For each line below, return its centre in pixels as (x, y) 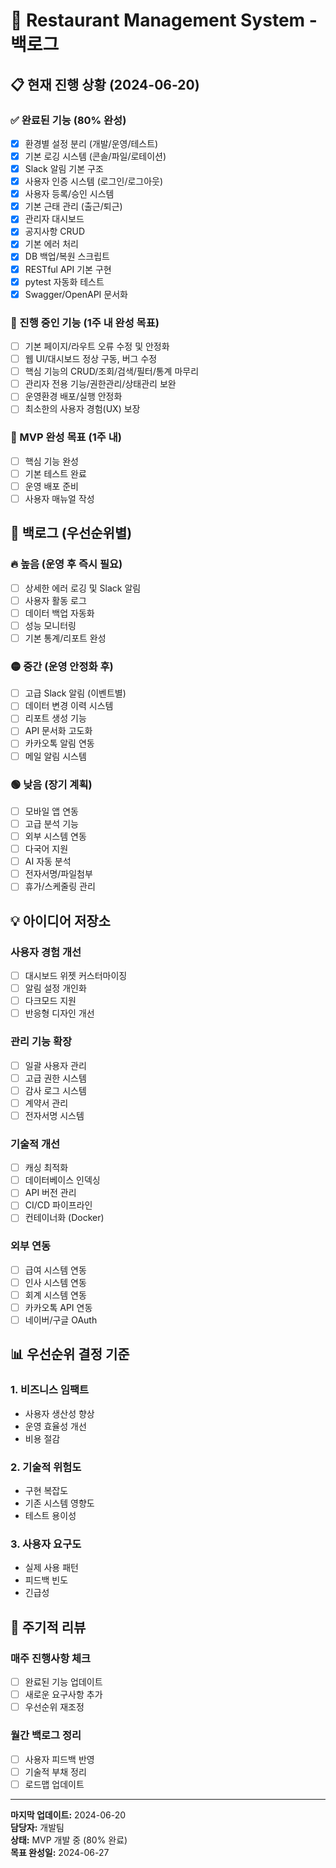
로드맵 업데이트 (54, 1784)
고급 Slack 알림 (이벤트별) (75, 693)
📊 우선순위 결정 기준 (70, 1354)
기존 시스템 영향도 (59, 1503)
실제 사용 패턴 (51, 1568)
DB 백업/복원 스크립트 (67, 256)
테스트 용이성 (50, 1516)
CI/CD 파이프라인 (58, 1205)
